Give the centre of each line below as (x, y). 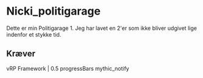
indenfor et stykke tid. (34, 34)
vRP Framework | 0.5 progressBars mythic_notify (68, 68)
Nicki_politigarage (53, 11)
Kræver (21, 54)
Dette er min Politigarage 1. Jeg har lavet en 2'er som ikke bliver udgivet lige (101, 28)
